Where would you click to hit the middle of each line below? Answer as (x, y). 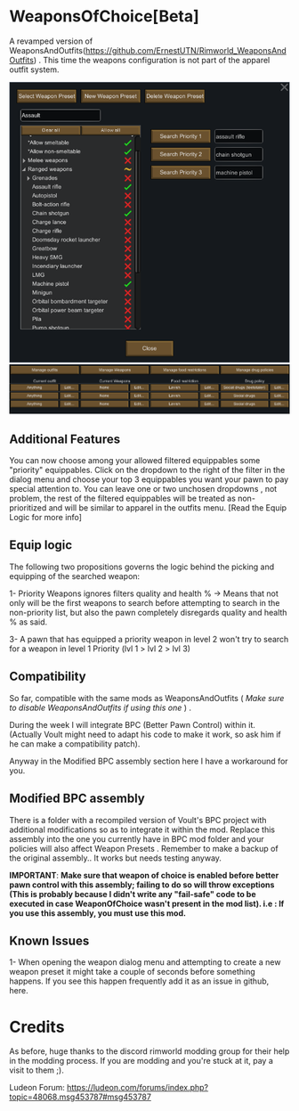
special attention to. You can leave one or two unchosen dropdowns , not (143, 489)
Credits (37, 1027)
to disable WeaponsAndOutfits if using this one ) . (101, 707)
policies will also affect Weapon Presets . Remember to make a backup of (144, 848)
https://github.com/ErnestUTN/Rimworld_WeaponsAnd (186, 50)
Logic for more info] (46, 518)
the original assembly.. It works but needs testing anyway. (116, 858)
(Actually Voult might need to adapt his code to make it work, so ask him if (145, 734)
